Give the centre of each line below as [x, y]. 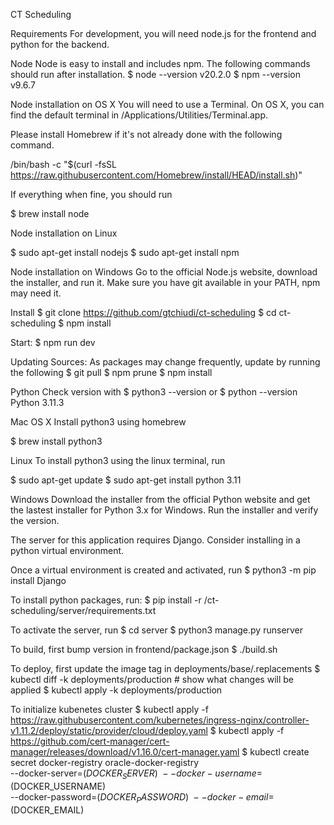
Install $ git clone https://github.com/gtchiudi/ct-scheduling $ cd [143, 312]
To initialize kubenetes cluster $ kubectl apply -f [109, 709]
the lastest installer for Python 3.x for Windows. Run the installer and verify [164, 510]
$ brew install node [50, 213]
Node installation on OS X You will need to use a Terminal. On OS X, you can [167, 104]
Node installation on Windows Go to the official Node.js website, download [164, 272]
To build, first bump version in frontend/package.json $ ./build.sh [144, 649]
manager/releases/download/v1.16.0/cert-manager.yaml [125, 752]
